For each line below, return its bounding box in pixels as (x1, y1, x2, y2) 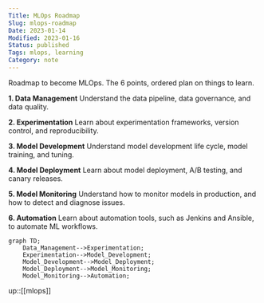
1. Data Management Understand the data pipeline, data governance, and (8, 93, 251, 103)
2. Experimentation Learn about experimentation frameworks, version (8, 117, 239, 127)
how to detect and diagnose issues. (8, 197, 125, 207)
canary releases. (8, 173, 64, 183)
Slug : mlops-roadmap (8, 19, 77, 27)
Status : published (8, 41, 69, 49)
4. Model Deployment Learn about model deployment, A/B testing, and (8, 165, 242, 175)
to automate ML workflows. (8, 221, 98, 231)
